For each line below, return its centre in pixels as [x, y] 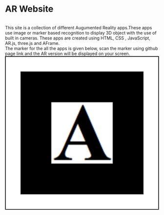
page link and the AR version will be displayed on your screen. [68, 53]
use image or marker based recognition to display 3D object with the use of [81, 33]
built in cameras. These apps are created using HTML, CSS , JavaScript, [78, 38]
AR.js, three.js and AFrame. [32, 43]
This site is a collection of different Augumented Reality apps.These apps [79, 27]
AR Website [29, 9]
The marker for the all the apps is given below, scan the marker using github [82, 48]
